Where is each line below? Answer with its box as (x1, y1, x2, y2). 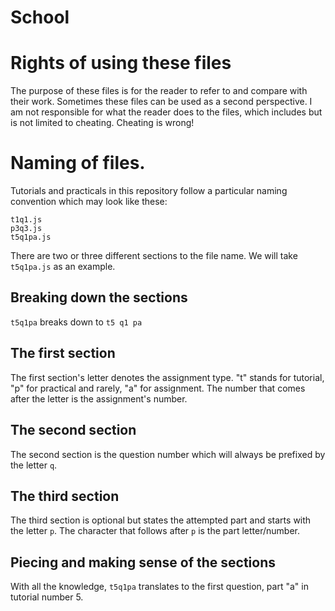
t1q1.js (10, 215, 43, 225)
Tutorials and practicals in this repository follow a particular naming (10, 185, 288, 197)
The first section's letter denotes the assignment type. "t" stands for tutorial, (10, 371, 325, 383)
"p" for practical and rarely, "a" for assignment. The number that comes (10, 382, 306, 394)
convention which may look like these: (10, 196, 168, 208)
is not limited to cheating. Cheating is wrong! (10, 117, 195, 129)
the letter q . (10, 459, 58, 471)
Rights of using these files (10, 52, 232, 75)
